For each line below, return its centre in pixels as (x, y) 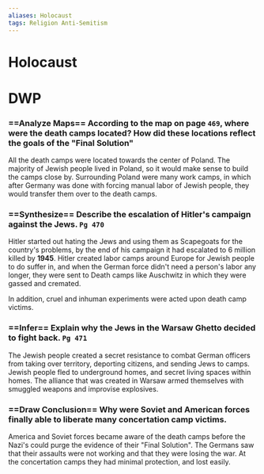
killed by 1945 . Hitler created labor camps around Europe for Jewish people (132, 258)
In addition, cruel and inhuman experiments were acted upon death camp (127, 299)
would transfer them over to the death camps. (83, 194)
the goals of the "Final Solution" (71, 143)
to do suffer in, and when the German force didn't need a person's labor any (132, 267)
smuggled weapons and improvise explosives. (83, 388)
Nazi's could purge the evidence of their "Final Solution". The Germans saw (131, 445)
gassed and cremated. (45, 284)
